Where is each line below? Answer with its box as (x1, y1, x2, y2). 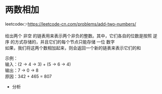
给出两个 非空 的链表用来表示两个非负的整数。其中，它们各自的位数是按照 (5, 32, 152, 39)
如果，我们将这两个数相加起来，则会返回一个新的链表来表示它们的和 (5, 45, 141, 51)
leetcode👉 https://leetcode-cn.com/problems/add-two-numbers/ (5, 21, 136, 27)
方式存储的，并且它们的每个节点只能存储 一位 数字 (14, 39, 115, 45)
